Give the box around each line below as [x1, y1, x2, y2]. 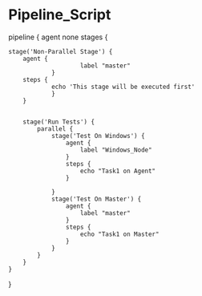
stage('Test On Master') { [50, 195, 142, 203]
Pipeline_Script [8, 6, 111, 24]
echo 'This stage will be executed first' [50, 83, 196, 91]
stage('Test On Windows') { [50, 132, 146, 140]
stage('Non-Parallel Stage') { [8, 47, 113, 55]
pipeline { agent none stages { [8, 32, 108, 42]
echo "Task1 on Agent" [79, 167, 156, 175]
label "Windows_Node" [79, 146, 152, 154]
